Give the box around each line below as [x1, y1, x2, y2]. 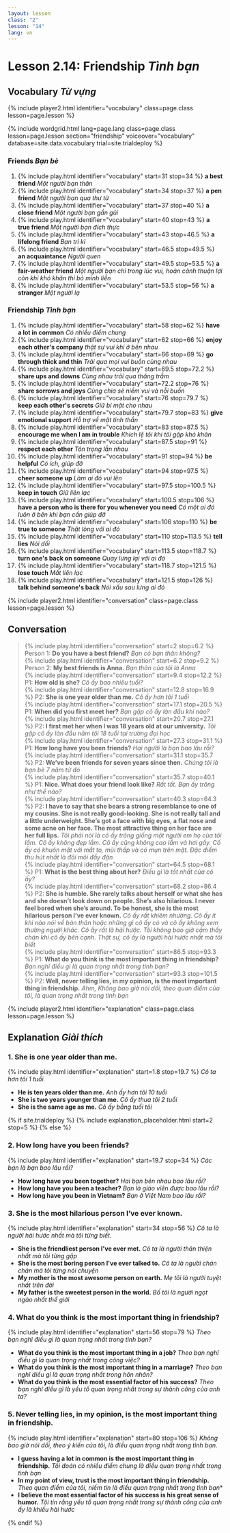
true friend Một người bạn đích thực [17, 223, 120, 231]
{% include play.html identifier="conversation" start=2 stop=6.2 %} [24, 641, 214, 650]
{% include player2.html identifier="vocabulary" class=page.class [8, 104, 194, 112]
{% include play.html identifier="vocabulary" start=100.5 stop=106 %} [17, 495, 215, 504]
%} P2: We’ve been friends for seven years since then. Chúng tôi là [24, 758, 219, 766]
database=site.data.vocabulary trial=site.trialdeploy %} [8, 139, 163, 147]
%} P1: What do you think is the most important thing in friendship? [24, 955, 219, 963]
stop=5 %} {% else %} [8, 1123, 72, 1131]
